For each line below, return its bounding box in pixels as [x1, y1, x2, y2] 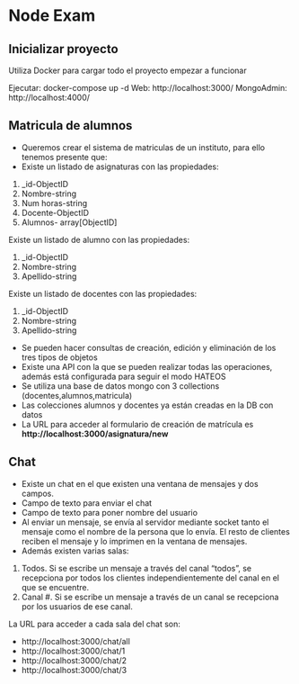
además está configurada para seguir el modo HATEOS [21, 371, 226, 382]
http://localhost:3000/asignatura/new [21, 428, 169, 439]
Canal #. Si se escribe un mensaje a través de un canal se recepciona [21, 591, 279, 602]
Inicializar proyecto [8, 41, 119, 57]
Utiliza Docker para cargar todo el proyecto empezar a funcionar [8, 65, 248, 76]
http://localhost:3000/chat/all [21, 635, 131, 646]
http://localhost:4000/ [8, 92, 91, 103]
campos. [21, 488, 55, 499]
